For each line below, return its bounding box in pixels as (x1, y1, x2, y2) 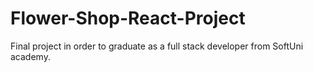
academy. (10, 50, 51, 62)
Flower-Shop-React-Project (10, 7, 246, 30)
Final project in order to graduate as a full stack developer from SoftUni (10, 40, 304, 52)
